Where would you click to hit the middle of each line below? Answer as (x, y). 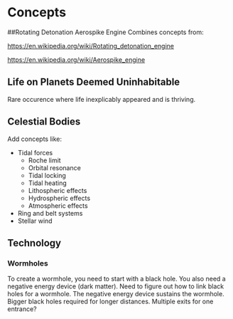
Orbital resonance (55, 167)
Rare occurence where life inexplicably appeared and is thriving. (102, 99)
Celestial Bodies (44, 122)
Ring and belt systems (50, 213)
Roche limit (45, 160)
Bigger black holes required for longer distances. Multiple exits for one (110, 302)
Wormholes (28, 263)
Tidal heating (48, 183)
